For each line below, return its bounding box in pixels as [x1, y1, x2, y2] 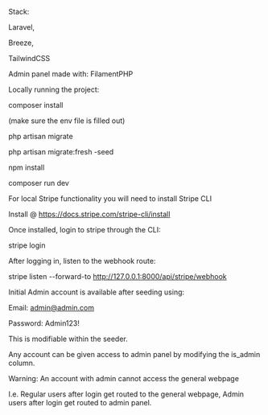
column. [8, 358, 35, 368]
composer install [8, 101, 64, 109]
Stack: [8, 7, 30, 16]
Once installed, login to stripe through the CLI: [8, 225, 161, 234]
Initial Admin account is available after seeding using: [8, 287, 185, 297]
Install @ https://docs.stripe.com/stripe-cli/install [8, 209, 171, 219]
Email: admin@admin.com [8, 303, 95, 312]
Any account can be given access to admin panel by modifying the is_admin [8, 350, 261, 359]
